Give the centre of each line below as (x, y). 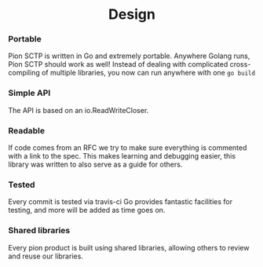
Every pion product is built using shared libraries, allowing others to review (129, 247)
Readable (27, 130)
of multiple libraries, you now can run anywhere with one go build (149, 73)
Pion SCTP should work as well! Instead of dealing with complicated (118, 64)
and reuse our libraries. (46, 256)
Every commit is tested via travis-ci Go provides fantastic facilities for (121, 202)
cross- (240, 64)
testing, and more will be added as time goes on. (87, 210)
